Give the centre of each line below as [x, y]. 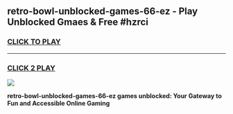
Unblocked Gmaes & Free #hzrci [78, 22]
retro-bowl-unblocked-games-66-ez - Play [103, 11]
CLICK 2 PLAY [31, 68]
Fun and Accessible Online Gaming [59, 103]
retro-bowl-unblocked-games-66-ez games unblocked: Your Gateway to [114, 95]
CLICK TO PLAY [34, 42]
